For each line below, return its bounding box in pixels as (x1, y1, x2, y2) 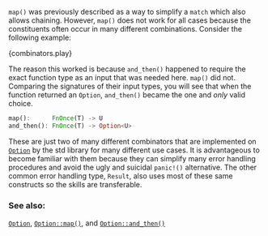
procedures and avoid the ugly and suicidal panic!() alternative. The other (8, 162, 257, 172)
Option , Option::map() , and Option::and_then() (8, 218, 166, 228)
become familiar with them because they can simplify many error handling (8, 153, 257, 163)
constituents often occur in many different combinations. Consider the (8, 24, 243, 33)
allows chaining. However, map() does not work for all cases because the (8, 15, 251, 25)
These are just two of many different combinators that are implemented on (8, 136, 257, 146)
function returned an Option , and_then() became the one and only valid (8, 90, 245, 100)
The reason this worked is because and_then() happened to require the (8, 64, 246, 74)
